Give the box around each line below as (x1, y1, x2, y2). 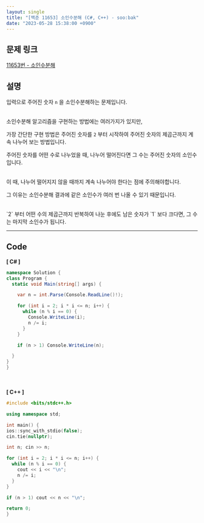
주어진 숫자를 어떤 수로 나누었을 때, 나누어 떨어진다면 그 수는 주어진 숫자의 (6, 151, 181, 158)
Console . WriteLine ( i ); (28, 314, 86, 320)
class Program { (6, 275, 47, 282)
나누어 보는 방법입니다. (12, 138, 67, 145)
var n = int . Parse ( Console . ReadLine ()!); (17, 292, 123, 298)
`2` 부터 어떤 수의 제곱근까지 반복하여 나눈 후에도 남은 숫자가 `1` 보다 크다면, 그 (6, 210, 191, 218)
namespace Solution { (6, 269, 61, 275)
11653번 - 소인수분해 (6, 61, 56, 69)
